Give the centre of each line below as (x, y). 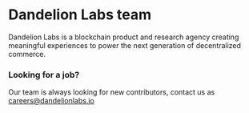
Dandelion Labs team (80, 15)
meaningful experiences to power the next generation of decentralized (125, 45)
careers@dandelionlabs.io (51, 101)
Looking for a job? (44, 75)
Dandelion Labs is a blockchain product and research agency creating (124, 37)
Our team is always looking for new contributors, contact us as (112, 92)
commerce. (27, 54)
